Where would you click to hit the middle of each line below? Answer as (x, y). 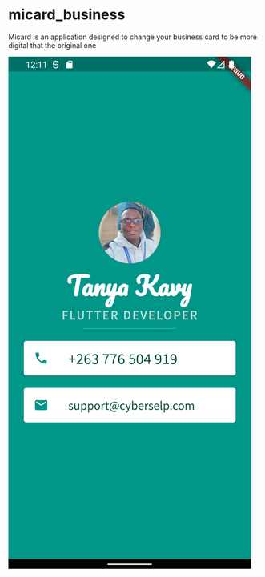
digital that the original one (52, 45)
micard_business (67, 15)
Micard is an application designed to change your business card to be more (133, 37)
